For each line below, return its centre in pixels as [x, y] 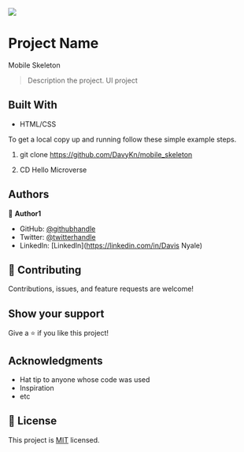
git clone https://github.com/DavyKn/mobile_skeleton [106, 154]
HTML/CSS [38, 124]
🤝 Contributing [45, 270]
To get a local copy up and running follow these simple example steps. [122, 139]
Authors [29, 195]
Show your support [56, 313]
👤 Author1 [25, 213]
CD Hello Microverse [53, 170]
